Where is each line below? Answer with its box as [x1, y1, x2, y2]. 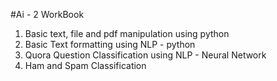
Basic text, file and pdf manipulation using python [24, 28, 230, 39]
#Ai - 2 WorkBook [10, 9, 85, 20]
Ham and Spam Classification [24, 60, 147, 71]
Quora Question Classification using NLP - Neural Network [24, 49, 267, 61]
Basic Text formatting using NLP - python [24, 39, 196, 50]
